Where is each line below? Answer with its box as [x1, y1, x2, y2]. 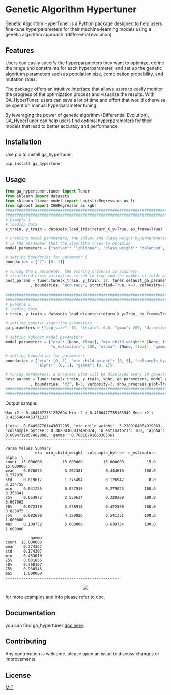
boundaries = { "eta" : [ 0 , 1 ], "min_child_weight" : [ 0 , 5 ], [5, 358, 133, 363]
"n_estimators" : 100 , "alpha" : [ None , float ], [50, 344, 152, 349]
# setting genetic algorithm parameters [5, 321, 93, 326]
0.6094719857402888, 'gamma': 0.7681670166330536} [5, 433, 115, 438]
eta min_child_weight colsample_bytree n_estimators [35, 450, 156, 456]
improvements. [5, 656, 37, 662]
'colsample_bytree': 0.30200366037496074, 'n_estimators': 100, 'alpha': [5, 428, 165, 433]
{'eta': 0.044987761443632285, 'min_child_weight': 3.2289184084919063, [5, 423, 163, 428]
